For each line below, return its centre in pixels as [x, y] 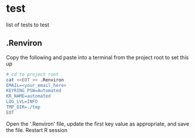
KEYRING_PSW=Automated [34, 91]
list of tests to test [28, 25]
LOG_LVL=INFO [22, 102]
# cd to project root [32, 74]
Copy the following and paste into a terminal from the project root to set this [97, 57]
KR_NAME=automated [28, 96]
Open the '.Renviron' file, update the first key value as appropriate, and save [97, 124]
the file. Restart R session [37, 130]
